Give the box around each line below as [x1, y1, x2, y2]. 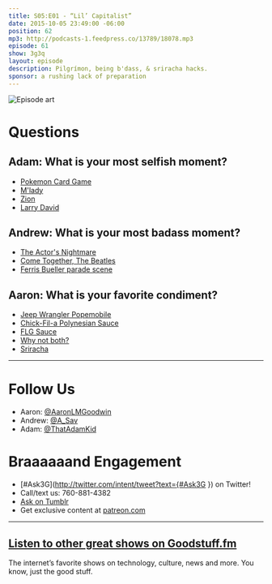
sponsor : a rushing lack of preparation [8, 72, 147, 80]
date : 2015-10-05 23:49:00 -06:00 [8, 19, 125, 28]
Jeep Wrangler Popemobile [19, 310, 112, 320]
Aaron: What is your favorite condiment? [8, 288, 219, 302]
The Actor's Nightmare [19, 247, 97, 257]
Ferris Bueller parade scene [19, 264, 113, 274]
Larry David [19, 202, 59, 212]
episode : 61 [8, 42, 49, 50]
